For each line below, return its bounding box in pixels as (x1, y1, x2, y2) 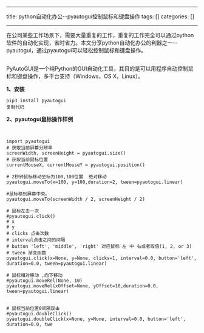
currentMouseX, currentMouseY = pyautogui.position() (6, 162, 146, 168)
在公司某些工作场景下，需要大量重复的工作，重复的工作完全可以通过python (6, 32, 194, 38)
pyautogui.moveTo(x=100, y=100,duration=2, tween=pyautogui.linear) (6, 179, 183, 185)
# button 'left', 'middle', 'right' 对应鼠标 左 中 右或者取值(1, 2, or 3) (6, 244, 192, 250)
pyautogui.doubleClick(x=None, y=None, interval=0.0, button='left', (6, 316, 186, 322)
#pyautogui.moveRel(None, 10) (6, 278, 83, 284)
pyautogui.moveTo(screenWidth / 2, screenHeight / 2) (6, 196, 146, 202)
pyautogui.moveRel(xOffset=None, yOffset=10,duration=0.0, (6, 283, 159, 289)
